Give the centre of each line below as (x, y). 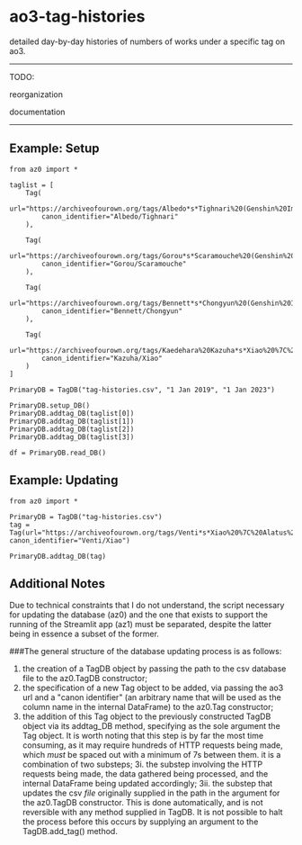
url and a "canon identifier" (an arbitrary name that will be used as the (151, 697)
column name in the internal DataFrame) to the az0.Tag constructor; (148, 707)
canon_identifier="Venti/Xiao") (70, 540)
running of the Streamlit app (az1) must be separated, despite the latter (141, 625)
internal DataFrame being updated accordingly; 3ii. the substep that (147, 784)
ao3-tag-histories (77, 17)
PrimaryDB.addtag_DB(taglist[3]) (72, 437)
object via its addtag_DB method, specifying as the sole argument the (151, 726)
